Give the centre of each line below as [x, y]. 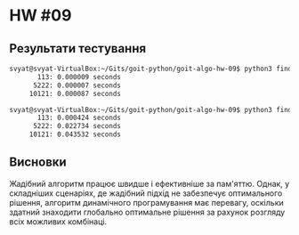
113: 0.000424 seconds [79, 118]
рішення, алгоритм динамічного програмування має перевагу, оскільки [146, 202]
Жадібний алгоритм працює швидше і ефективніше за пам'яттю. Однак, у [149, 183]
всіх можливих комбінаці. [58, 221]
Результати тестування [78, 49]
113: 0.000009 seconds [79, 77]
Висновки [38, 162]
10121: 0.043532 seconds [75, 134]
